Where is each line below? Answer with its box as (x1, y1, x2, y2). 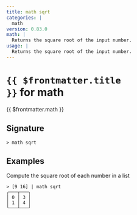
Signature (6, 123, 44, 134)
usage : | (6, 43, 29, 49)
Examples (6, 156, 44, 166)
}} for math (6, 85, 64, 99)
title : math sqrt (6, 9, 51, 15)
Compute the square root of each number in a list (6, 172, 130, 180)
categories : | (6, 15, 43, 21)
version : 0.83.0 (6, 26, 47, 32)
